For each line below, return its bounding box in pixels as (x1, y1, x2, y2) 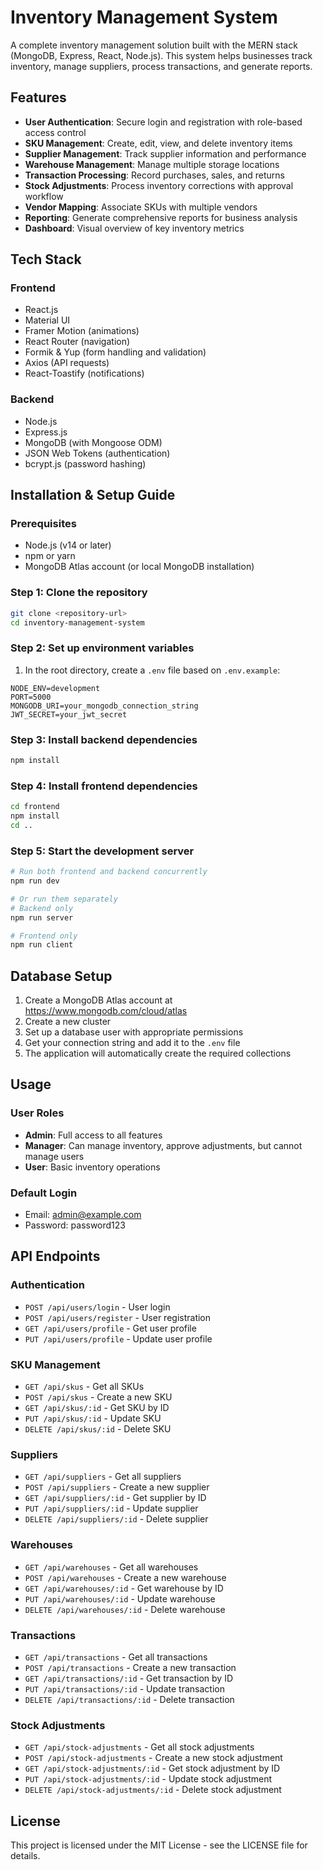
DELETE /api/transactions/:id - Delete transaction (24, 1693, 235, 1705)
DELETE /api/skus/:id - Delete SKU (24, 1423, 172, 1435)
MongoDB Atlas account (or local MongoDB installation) (24, 561, 255, 573)
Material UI (24, 314, 71, 326)
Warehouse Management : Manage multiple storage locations (24, 158, 280, 170)
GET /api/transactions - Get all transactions (24, 1651, 208, 1663)
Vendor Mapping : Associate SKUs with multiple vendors (24, 201, 258, 213)
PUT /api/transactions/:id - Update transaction (24, 1682, 225, 1695)
